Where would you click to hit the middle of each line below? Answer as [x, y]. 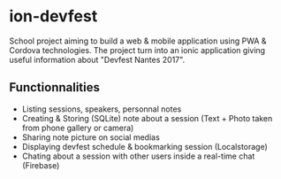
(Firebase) [41, 165]
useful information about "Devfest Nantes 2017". [97, 59]
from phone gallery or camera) [78, 128]
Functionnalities [54, 87]
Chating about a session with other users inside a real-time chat [138, 156]
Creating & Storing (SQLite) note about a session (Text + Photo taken [147, 118]
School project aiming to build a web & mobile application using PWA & [138, 41]
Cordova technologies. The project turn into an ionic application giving [137, 50]
